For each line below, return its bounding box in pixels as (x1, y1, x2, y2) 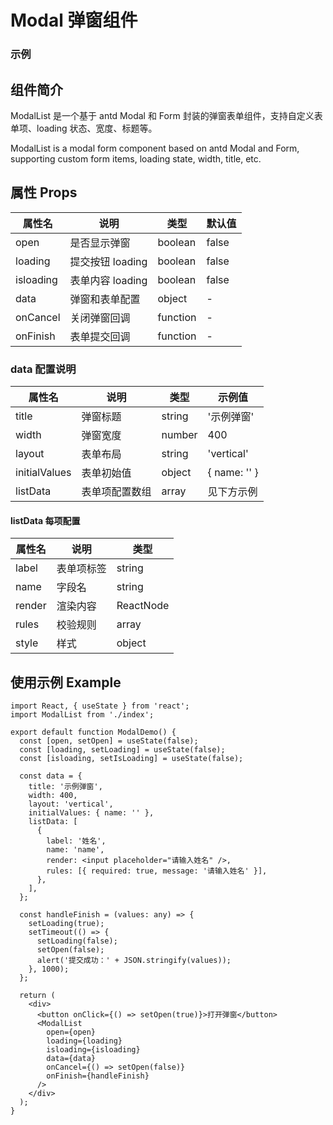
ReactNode (116, 599, 170, 613)
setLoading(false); (36, 936, 118, 946)
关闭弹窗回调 (69, 311, 131, 325)
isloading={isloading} (46, 1045, 141, 1055)
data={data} (46, 1054, 97, 1064)
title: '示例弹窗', (28, 782, 103, 792)
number (161, 428, 198, 442)
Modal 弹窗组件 (10, 9, 138, 32)
